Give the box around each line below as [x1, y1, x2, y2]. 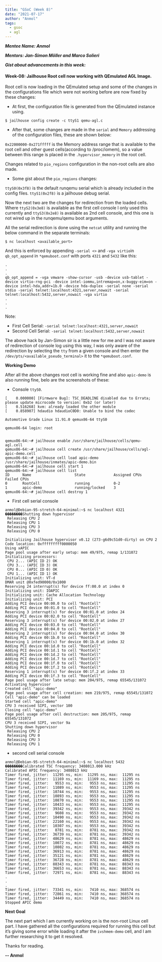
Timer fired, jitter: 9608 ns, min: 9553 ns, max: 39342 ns [5, 811, 140, 816]
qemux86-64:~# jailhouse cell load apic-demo [5, 455, 98, 460]
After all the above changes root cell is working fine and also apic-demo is [5, 372, 151, 378]
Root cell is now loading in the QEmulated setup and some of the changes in [5, 84, 157, 90]
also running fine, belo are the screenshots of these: [5, 377, 110, 383]
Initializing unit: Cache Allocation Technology [5, 593, 105, 598]
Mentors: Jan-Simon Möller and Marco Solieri [5, 53, 99, 58]
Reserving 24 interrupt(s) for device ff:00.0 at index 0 [5, 584, 125, 589]
